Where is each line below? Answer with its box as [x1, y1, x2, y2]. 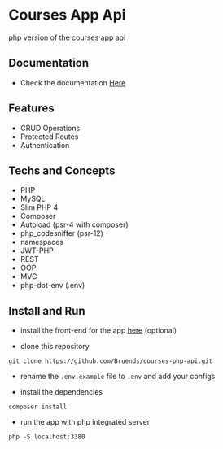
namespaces [20, 238, 63, 247]
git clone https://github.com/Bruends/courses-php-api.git [8, 357, 213, 365]
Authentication [20, 140, 70, 150]
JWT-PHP [20, 246, 55, 255]
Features [8, 102, 55, 116]
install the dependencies [20, 387, 103, 397]
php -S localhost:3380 [8, 433, 85, 441]
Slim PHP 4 [20, 203, 59, 212]
